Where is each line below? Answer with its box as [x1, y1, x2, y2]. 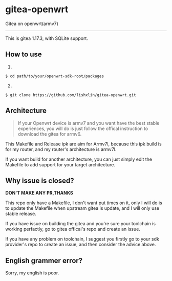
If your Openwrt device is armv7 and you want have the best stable [17, 120, 160, 126]
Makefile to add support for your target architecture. [5, 161, 115, 167]
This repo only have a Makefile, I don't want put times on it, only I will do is [5, 200, 162, 206]
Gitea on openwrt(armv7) [5, 20, 59, 27]
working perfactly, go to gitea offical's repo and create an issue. [5, 226, 141, 232]
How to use [5, 50, 42, 59]
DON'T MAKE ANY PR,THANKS [5, 190, 73, 196]
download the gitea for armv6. [17, 131, 82, 137]
